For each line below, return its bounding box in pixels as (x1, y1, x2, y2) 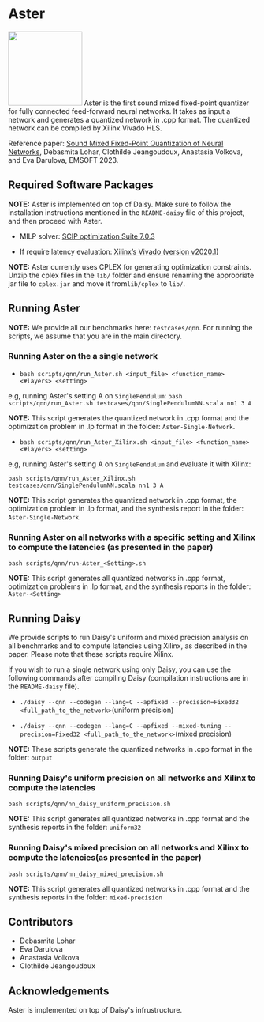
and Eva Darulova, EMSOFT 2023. (8, 155, 119, 164)
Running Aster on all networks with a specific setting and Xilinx (8, 531, 256, 542)
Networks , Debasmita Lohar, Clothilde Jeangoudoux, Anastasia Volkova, (8, 147, 243, 157)
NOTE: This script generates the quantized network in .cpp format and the (8, 413, 250, 423)
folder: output (8, 752, 53, 762)
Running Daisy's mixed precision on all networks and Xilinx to (8, 843, 250, 854)
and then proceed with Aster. (8, 216, 102, 225)
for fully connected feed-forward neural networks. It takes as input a (8, 106, 231, 115)
